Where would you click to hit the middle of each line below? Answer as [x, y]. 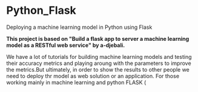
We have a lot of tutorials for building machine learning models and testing [99, 57]
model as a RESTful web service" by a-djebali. [66, 45]
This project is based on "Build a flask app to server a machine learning [98, 38]
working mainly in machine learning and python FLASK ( [76, 82]
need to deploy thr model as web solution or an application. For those [93, 76]
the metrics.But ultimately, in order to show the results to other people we [98, 69]
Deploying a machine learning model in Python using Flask [79, 27]
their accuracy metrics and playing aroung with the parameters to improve [99, 63]
